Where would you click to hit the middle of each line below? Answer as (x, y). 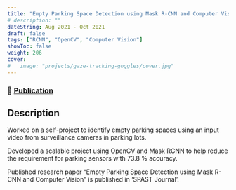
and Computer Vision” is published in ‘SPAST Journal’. (101, 179)
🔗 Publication (31, 90)
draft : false (26, 33)
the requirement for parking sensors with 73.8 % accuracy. (92, 158)
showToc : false (29, 46)
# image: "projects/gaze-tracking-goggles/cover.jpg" (91, 66)
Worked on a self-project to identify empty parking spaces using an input (113, 130)
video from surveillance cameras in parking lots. (77, 137)
